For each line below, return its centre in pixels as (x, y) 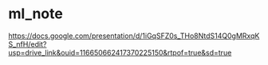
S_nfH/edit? (28, 44)
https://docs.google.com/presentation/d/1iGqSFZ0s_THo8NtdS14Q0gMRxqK (134, 36)
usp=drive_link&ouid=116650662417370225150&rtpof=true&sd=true (120, 52)
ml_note (36, 14)
